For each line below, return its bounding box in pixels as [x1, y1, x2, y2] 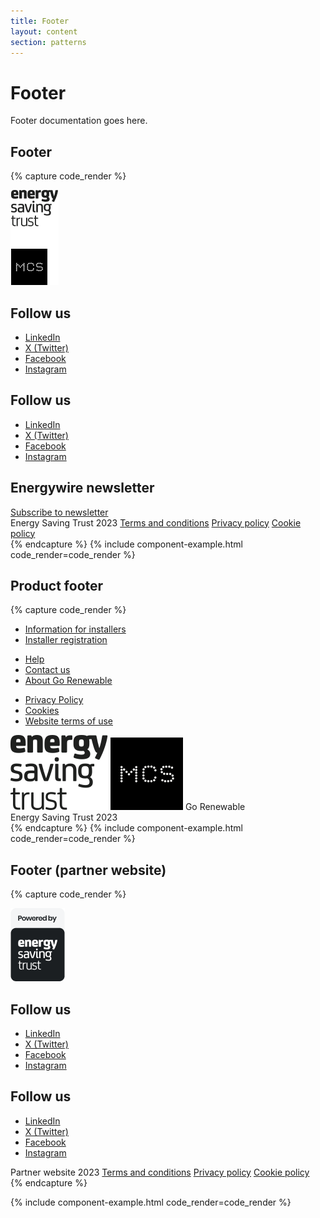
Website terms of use [24, 715, 113, 727]
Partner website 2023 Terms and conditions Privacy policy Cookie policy [10, 1166, 310, 1178]
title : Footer [10, 16, 70, 26]
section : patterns [10, 37, 87, 47]
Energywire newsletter [10, 480, 155, 497]
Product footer [10, 577, 104, 594]
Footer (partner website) [10, 861, 167, 879]
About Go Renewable [24, 675, 113, 687]
